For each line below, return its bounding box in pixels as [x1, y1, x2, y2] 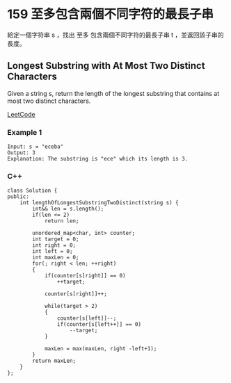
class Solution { [7, 187, 58, 195]
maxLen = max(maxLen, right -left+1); [44, 345, 157, 352]
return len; [44, 218, 79, 225]
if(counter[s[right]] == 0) [44, 272, 127, 279]
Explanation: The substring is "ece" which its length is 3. [7, 156, 189, 163]
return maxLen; [32, 357, 77, 365]
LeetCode [7, 110, 36, 118]
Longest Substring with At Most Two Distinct [7, 60, 205, 72]
